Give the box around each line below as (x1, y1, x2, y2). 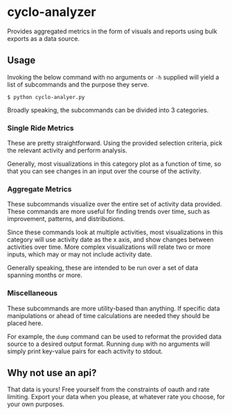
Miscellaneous (7, 288, 57, 298)
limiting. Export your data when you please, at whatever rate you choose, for (7, 393, 225, 401)
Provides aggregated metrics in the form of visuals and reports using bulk (7, 27, 217, 35)
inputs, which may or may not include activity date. (7, 250, 152, 258)
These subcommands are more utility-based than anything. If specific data (7, 304, 220, 312)
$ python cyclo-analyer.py (7, 94, 85, 100)
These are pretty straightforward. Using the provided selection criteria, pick (7, 139, 223, 148)
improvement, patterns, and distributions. (7, 215, 125, 223)
